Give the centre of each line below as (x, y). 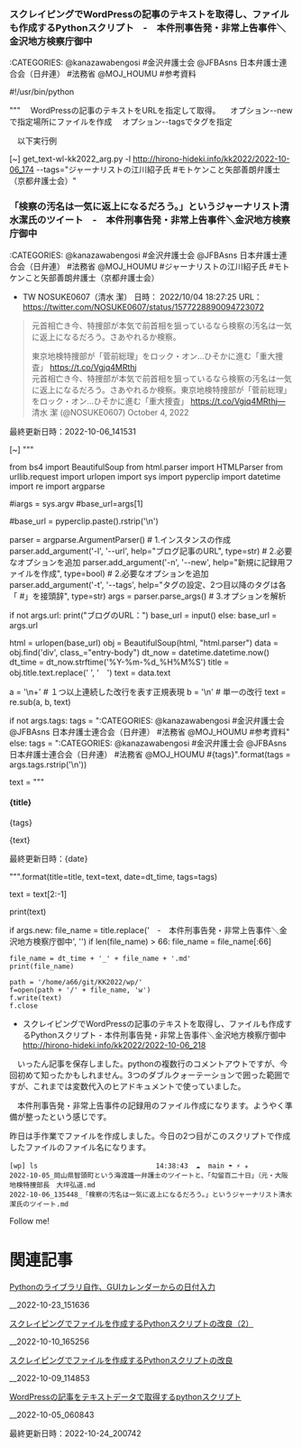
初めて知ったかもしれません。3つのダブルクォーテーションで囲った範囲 (149, 1075)
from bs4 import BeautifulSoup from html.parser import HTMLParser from (146, 467)
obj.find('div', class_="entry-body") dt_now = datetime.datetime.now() (140, 652)
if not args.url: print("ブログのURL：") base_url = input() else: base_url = (143, 615)
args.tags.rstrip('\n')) (48, 765)
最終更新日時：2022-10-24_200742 (75, 1433)
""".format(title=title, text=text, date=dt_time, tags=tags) (114, 876)
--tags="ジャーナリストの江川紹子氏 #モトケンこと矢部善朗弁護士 (158, 169)
